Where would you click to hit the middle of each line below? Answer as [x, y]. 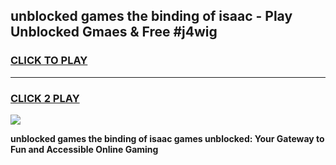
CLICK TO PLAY [49, 61]
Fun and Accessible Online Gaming [84, 149]
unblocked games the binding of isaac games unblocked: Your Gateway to [167, 138]
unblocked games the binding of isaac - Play [151, 16]
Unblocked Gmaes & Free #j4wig [114, 32]
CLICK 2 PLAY [45, 98]
